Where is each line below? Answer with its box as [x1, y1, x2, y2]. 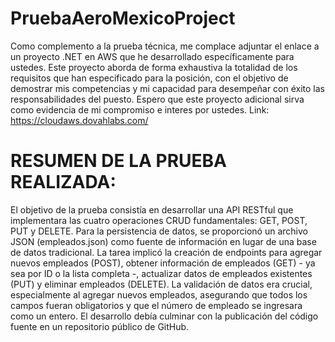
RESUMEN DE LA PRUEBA [10, 150, 227, 172]
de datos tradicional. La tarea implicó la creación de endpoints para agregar [10, 246, 323, 258]
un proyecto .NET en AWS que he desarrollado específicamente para [10, 50, 295, 62]
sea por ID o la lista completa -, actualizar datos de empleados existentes [10, 267, 313, 279]
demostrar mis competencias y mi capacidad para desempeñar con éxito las [10, 82, 325, 94]
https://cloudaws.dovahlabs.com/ [10, 114, 149, 126]
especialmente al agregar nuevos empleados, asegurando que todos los [10, 288, 308, 301]
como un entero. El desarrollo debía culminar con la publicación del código [10, 310, 319, 322]
